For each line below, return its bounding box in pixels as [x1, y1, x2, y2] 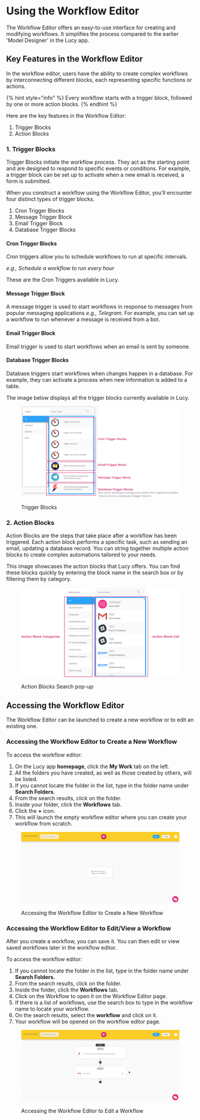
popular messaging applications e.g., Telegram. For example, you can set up [6, 310, 194, 317]
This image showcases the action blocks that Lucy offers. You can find [6, 563, 180, 570]
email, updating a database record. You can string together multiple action [6, 545, 189, 552]
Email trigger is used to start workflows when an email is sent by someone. [6, 342, 190, 350]
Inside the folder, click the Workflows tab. [14, 986, 119, 993]
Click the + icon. [14, 807, 56, 814]
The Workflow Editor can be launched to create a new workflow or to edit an [6, 716, 194, 724]
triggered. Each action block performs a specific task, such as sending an [6, 538, 187, 546]
